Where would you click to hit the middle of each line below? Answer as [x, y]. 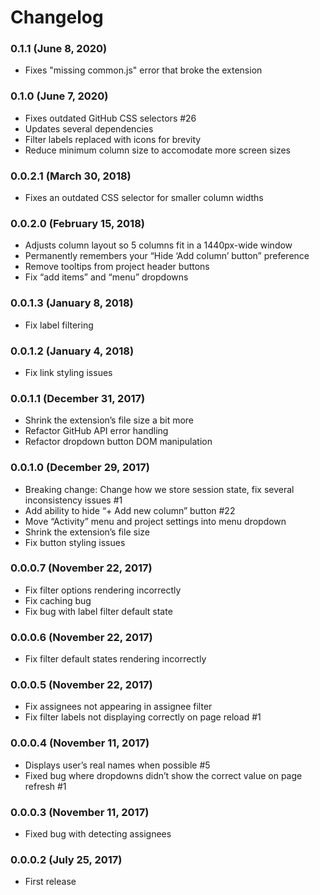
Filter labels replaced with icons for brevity [113, 139]
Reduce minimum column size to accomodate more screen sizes [157, 150]
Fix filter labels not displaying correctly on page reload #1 [143, 717]
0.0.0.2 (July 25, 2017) [66, 859]
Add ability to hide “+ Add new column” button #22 [130, 510]
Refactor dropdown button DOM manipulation [118, 442]
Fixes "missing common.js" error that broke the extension [143, 70]
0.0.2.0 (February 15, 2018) [77, 223]
